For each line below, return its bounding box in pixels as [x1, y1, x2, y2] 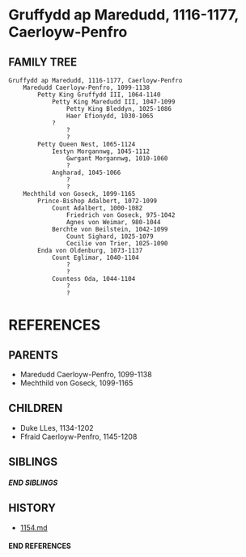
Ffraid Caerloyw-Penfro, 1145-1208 [19, 432, 138, 441]
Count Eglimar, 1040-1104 [51, 253, 139, 261]
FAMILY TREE [8, 55, 78, 69]
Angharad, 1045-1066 [51, 168, 121, 176]
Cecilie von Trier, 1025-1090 [66, 240, 168, 248]
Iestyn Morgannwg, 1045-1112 [51, 147, 151, 155]
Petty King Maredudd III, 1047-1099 [51, 98, 176, 106]
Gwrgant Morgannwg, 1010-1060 [66, 155, 168, 163]
